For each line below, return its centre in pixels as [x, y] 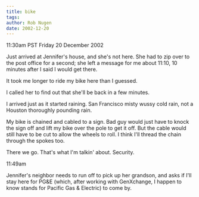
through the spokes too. [35, 141]
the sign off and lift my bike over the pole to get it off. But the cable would [96, 128]
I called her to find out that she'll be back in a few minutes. [78, 92]
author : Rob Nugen [29, 23]
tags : [13, 17]
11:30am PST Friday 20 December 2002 [55, 45]
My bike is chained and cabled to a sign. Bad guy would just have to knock [98, 122]
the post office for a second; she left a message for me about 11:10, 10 [92, 63]
